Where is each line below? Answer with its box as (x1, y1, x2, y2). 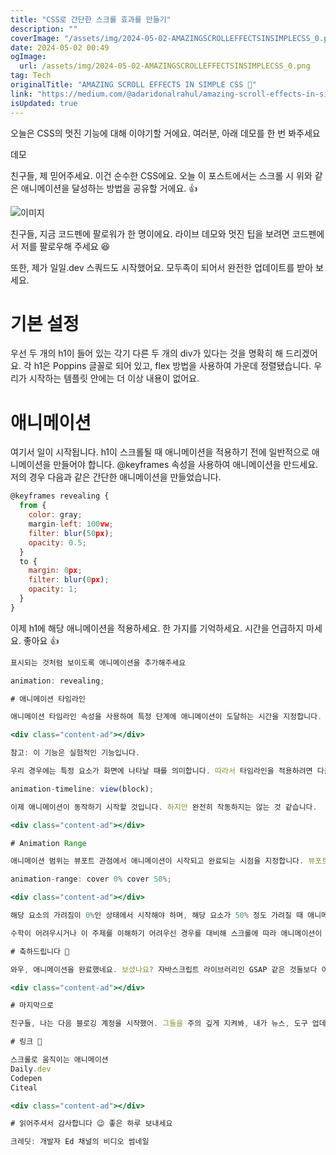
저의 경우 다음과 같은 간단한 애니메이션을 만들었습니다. (10, 471, 222, 483)
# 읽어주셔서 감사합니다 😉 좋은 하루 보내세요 (10, 1119, 173, 1129)
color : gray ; (28, 510, 83, 520)
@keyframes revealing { (10, 491, 110, 501)
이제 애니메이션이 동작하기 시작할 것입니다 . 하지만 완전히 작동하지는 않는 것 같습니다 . (10, 802, 318, 812)
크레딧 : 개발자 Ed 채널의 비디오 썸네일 (10, 1137, 150, 1147)
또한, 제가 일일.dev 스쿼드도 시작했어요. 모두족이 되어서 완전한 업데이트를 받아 (10, 261, 314, 273)
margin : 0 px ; (28, 566, 83, 576)
